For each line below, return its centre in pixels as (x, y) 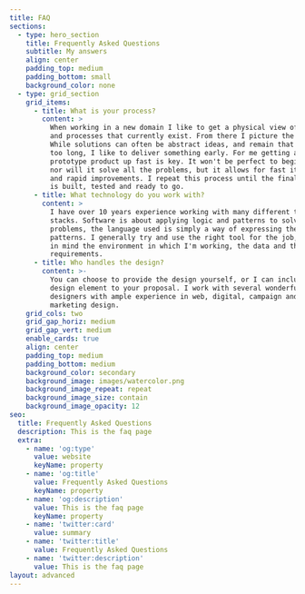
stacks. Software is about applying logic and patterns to (164, 220)
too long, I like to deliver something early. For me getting (170, 153)
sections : (28, 26)
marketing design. (84, 305)
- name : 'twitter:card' (71, 525)
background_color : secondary (81, 372)
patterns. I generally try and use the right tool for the (164, 237)
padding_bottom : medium (71, 364)
